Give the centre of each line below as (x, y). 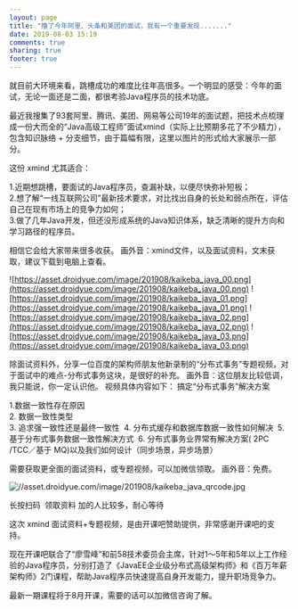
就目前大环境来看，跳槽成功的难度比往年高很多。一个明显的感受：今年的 (141, 85)
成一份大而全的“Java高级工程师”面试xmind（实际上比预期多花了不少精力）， (148, 127)
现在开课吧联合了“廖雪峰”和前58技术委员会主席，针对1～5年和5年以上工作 (145, 554)
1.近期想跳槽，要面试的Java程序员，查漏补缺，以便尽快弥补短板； (130, 187)
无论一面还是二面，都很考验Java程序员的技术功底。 (119, 96)
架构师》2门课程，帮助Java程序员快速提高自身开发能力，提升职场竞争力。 (145, 576)
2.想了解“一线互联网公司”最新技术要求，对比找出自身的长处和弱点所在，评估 (149, 198)
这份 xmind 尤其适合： (50, 168)
